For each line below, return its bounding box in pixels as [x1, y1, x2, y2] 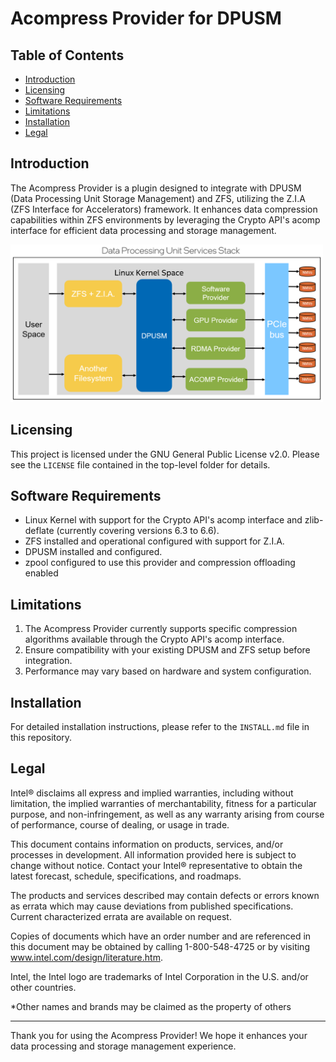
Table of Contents [10, 47, 125, 64]
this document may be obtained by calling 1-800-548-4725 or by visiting [10, 940, 310, 952]
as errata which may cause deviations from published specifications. [10, 900, 294, 912]
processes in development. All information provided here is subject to [10, 848, 297, 861]
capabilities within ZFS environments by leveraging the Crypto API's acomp [10, 213, 321, 226]
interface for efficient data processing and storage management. [10, 224, 277, 236]
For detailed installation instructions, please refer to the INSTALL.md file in [10, 721, 310, 733]
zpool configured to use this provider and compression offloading [24, 557, 296, 569]
